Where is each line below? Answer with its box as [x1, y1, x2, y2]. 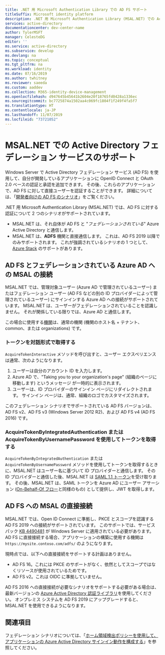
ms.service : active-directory [5, 44, 67, 49]
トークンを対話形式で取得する [5, 339, 76, 346]
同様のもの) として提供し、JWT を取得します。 [62, 486, 157, 492]
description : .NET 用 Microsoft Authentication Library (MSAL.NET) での [5, 16, 155, 21]
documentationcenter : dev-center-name [5, 26, 84, 30]
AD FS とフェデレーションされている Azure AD [5, 261, 147, 269]
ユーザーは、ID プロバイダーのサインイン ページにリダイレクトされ [12, 386, 148, 392]
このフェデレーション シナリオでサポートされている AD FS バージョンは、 [5, 403, 155, 409]
